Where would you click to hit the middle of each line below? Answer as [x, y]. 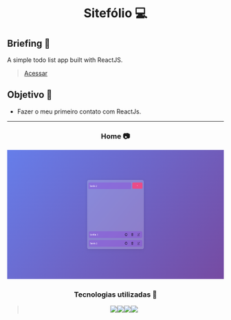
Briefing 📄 [29, 43]
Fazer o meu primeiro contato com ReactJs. [79, 111]
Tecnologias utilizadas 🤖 [115, 295]
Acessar [36, 73]
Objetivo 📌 [30, 95]
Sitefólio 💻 [115, 13]
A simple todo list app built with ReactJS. [65, 60]
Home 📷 [115, 136]
